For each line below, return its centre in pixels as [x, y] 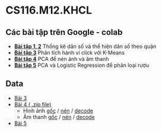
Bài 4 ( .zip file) [33, 104]
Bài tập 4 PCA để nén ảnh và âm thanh [61, 59]
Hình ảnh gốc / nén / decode [58, 111]
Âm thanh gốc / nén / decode [59, 117]
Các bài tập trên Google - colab [64, 32]
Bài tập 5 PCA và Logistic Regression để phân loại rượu [82, 65]
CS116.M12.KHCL [49, 10]
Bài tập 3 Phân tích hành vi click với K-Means [69, 53]
